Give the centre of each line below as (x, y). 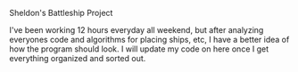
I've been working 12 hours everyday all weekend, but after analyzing (137, 30)
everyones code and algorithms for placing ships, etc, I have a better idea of (149, 40)
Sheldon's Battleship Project (61, 13)
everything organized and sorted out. (78, 58)
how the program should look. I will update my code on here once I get (139, 49)
